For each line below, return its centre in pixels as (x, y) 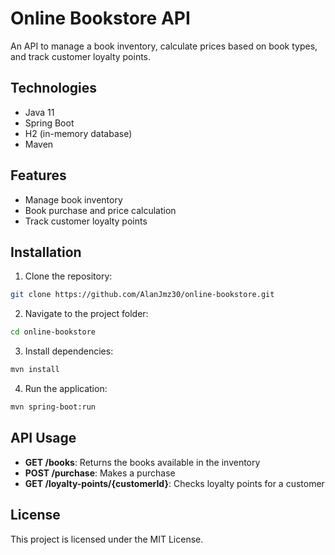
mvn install (35, 370)
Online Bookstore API (100, 18)
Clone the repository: (68, 276)
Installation (46, 252)
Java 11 (39, 112)
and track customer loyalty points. (81, 56)
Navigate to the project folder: (86, 314)
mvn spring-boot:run (53, 407)
